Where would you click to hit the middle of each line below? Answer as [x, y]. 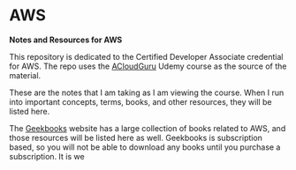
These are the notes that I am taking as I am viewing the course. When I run [147, 92]
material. [25, 75]
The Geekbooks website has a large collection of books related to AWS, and [148, 128]
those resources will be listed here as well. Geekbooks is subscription [136, 137]
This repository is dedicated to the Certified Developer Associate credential [146, 56]
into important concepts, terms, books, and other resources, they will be [140, 101]
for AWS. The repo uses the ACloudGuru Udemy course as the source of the [148, 66]
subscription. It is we [47, 156]
